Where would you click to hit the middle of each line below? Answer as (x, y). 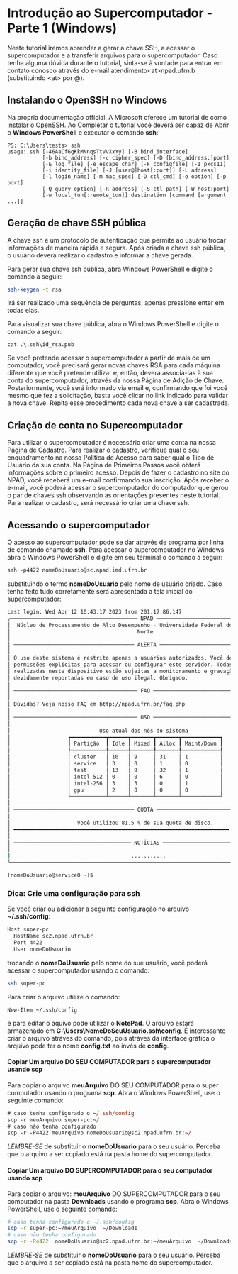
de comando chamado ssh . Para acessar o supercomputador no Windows (116, 550)
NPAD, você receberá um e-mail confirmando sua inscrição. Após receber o (118, 480)
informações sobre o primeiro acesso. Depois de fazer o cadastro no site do (119, 472)
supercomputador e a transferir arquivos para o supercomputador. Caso (113, 55)
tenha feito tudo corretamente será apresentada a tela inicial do (100, 591)
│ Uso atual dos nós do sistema (98, 731)
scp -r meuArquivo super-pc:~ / (53, 1120)
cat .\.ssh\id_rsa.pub (41, 345)
